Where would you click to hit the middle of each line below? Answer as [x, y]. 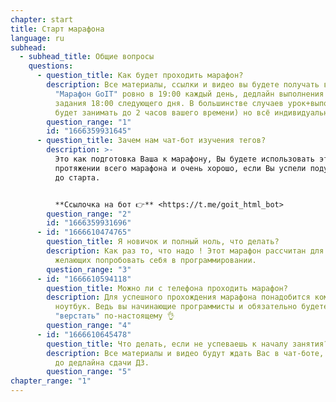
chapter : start [42, 19]
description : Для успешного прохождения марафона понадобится [178, 297]
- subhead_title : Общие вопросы [87, 57]
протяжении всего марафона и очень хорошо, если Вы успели [180, 168]
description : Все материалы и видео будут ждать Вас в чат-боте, [185, 353]
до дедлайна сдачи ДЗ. [102, 362]
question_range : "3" [89, 269]
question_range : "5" [89, 372]
